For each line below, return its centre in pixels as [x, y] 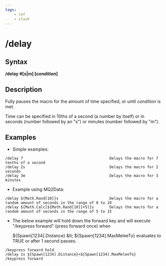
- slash [22, 19]
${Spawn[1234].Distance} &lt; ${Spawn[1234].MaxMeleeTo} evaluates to [87, 236]
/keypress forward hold [30, 250]
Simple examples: [30, 149]
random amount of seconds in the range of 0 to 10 [58, 203]
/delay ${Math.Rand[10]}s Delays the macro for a [82, 198]
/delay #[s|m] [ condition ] [31, 74]
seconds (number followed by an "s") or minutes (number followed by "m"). [82, 122]
